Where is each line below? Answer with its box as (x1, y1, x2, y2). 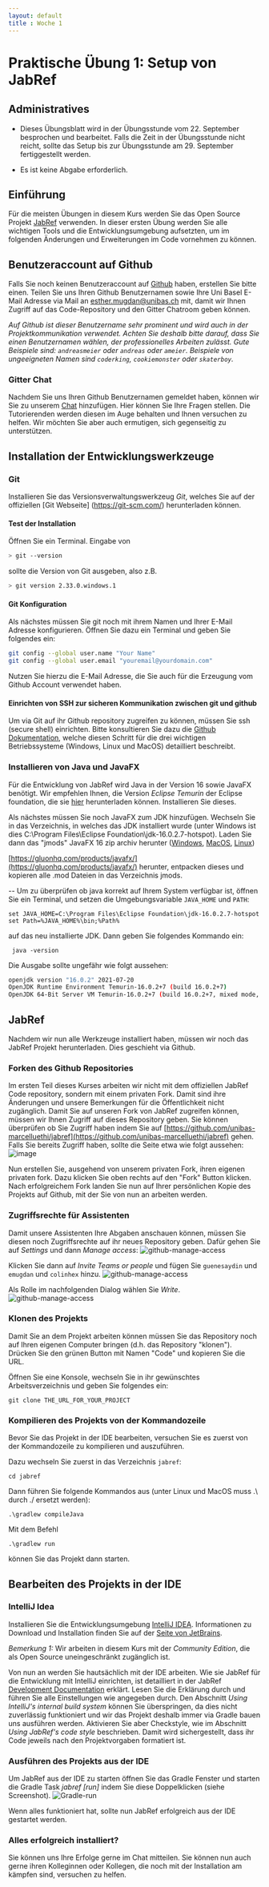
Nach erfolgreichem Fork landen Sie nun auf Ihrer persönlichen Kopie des (8, 1182, 251, 1191)
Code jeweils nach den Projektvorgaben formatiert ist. (8, 1735, 187, 1745)
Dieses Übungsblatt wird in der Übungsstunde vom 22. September (19, 123, 240, 133)
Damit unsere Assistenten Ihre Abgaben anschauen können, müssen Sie (8, 1228, 247, 1238)
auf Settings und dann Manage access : (8, 1245, 139, 1255)
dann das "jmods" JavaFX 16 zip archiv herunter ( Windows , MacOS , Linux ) (8, 837, 255, 847)
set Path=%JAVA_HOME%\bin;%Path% (8, 917, 120, 925)
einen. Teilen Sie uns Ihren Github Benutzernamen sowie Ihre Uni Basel (8, 287, 243, 297)
